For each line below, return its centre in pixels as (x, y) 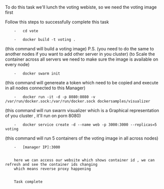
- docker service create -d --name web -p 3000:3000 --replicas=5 (85, 125)
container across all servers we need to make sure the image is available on (82, 59)
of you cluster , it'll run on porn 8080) (43, 116)
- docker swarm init (37, 74)
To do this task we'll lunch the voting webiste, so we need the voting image (81, 7)
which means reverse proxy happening (53, 169)
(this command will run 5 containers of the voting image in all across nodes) (82, 138)
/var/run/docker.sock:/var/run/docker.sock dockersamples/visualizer (78, 101)
